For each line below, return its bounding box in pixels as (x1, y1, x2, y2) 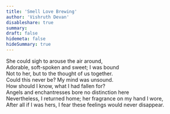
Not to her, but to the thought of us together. (6, 70, 113, 77)
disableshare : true (6, 19, 54, 25)
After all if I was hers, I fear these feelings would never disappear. (6, 101, 164, 108)
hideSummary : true (6, 42, 51, 48)
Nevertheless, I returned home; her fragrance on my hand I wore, (6, 95, 164, 102)
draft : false (6, 31, 38, 36)
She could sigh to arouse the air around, (6, 57, 103, 65)
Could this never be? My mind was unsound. (6, 76, 114, 83)
